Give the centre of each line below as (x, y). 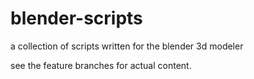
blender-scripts (76, 18)
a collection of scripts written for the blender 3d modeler (127, 46)
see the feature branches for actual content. (101, 65)
